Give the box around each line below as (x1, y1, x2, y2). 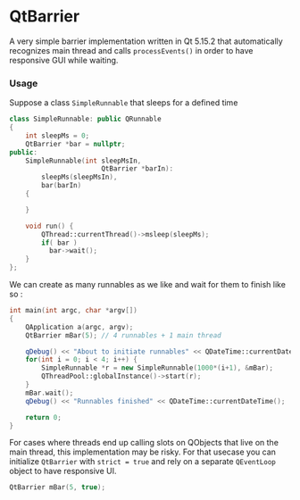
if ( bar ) (41, 238, 78, 247)
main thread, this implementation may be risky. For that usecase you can (9, 446, 277, 457)
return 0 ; (25, 412, 62, 421)
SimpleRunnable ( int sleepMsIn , (25, 156, 142, 165)
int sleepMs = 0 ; (25, 131, 90, 140)
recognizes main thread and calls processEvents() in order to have (9, 45, 254, 55)
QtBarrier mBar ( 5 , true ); (9, 483, 105, 492)
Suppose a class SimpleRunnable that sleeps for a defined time (9, 97, 238, 108)
